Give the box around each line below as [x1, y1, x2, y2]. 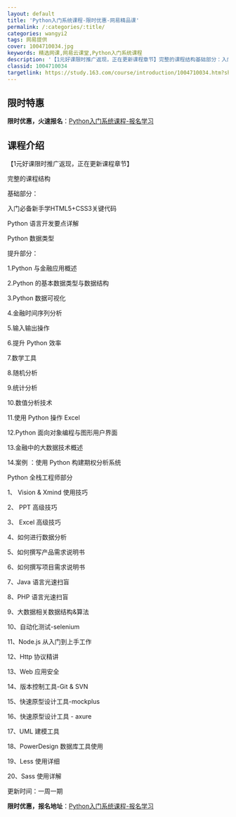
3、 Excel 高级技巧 [7, 518, 61, 527]
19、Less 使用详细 [7, 757, 60, 766]
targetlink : [7, 69, 42, 76]
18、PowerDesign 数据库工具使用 [7, 742, 104, 751]
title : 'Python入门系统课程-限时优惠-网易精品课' [7, 17, 140, 24]
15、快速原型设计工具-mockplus [7, 697, 100, 706]
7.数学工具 [7, 354, 37, 362]
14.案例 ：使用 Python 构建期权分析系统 [7, 458, 122, 467]
